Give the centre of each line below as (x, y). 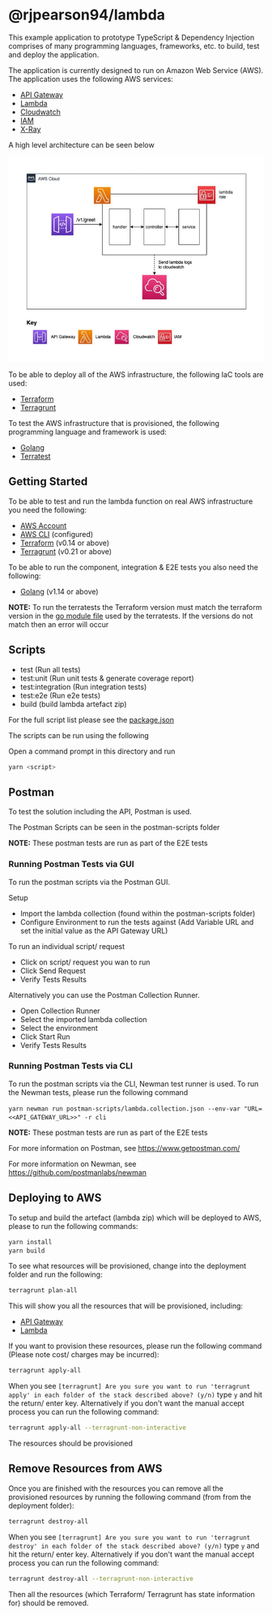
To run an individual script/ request (67, 946)
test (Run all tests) (50, 669)
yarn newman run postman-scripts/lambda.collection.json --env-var (125, 1109)
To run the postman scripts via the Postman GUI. (89, 882)
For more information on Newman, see (72, 1164)
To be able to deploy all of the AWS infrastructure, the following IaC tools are (136, 374)
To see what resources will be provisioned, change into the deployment (127, 1266)
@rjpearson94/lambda (87, 15)
